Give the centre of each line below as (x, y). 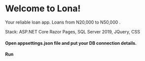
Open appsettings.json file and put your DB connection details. (71, 43)
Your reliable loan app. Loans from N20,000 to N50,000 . (63, 22)
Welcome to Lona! (43, 9)
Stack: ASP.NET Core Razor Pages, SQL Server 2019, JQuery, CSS (73, 31)
